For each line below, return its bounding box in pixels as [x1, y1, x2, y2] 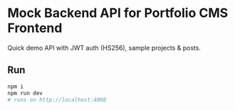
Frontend [7, 20, 63, 36]
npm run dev [7, 89, 43, 97]
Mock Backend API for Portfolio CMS [7, 5, 229, 21]
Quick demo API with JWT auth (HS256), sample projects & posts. [7, 43, 202, 52]
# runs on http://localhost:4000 [7, 96, 107, 104]
